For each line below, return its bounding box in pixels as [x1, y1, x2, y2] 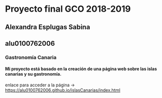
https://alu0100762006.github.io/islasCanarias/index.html [5, 87, 121, 93]
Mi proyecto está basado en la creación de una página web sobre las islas [5, 66, 157, 72]
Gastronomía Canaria [5, 54, 57, 60]
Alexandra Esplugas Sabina [5, 23, 90, 31]
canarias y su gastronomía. [5, 71, 62, 77]
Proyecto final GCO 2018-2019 [5, 3, 131, 15]
